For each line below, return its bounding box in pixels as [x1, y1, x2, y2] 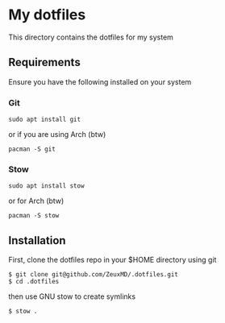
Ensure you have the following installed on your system [8, 77, 192, 86]
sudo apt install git [8, 115, 81, 124]
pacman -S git [8, 145, 56, 154]
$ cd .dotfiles [8, 278, 60, 286]
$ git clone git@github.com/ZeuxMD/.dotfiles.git [8, 271, 179, 279]
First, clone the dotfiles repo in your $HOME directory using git [8, 255, 217, 265]
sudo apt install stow [8, 182, 85, 190]
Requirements [8, 56, 81, 69]
